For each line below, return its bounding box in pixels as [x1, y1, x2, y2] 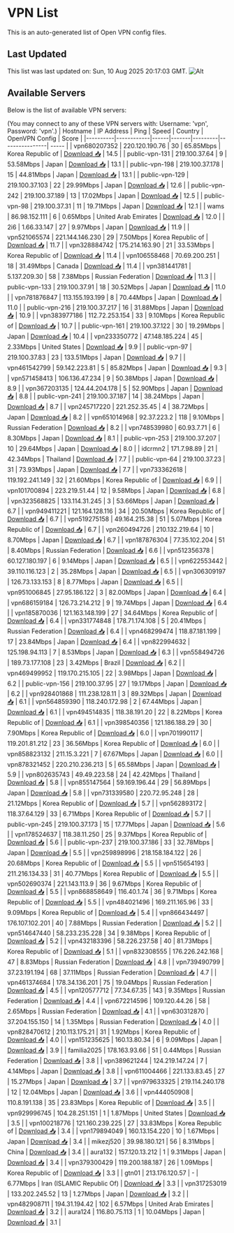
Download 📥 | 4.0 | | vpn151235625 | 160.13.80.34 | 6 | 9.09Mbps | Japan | [7, 1035, 222, 1044]
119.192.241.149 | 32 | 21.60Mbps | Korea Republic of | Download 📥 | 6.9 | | [7, 475, 222, 484]
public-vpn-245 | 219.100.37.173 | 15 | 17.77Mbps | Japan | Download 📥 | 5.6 [7, 820, 226, 828]
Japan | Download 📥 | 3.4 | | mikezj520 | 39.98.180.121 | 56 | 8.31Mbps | [7, 1137, 214, 1146]
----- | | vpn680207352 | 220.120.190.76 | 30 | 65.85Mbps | [50, 141, 221, 150]
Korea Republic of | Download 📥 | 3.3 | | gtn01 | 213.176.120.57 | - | [7, 1169, 199, 1177]
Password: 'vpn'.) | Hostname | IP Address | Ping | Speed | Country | [7, 127, 204, 135]
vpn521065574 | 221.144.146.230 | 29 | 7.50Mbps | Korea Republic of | [7, 233, 208, 241]
